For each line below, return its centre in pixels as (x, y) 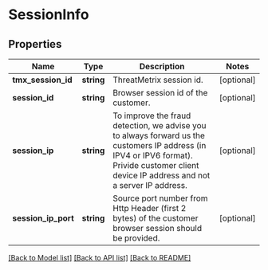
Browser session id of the (160, 93)
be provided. (136, 238)
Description (162, 67)
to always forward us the (159, 135)
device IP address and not (162, 175)
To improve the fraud (152, 115)
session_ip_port (43, 218)
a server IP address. (150, 185)
